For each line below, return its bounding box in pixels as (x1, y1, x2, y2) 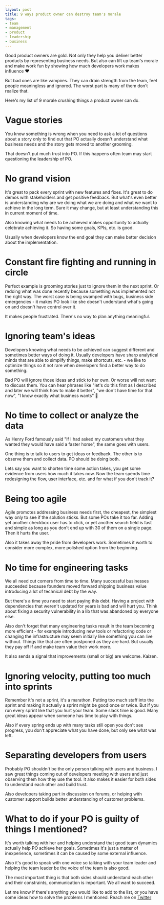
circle (5, 267, 28, 278)
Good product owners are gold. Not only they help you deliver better (5, 52, 143, 58)
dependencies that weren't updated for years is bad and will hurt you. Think (5, 603, 158, 609)
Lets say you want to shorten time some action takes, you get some (5, 465, 141, 471)
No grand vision (5, 173, 71, 184)
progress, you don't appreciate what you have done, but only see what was (5, 727, 157, 733)
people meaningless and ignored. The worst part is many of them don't (5, 83, 148, 89)
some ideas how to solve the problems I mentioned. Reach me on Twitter (5, 894, 152, 901)
